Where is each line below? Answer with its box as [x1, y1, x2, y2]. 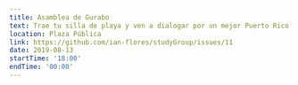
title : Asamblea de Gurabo [9, 12, 110, 22]
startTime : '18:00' [9, 54, 82, 63]
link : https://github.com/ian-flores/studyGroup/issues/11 [9, 37, 234, 47]
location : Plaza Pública [9, 29, 102, 38]
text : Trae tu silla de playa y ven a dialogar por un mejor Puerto [9, 21, 269, 30]
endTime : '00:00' [9, 63, 74, 72]
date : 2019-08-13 [9, 46, 74, 55]
